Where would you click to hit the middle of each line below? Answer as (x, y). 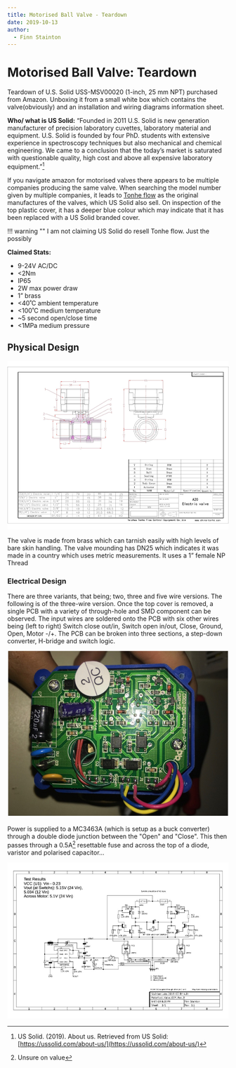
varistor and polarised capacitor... (56, 852)
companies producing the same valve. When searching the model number (114, 187)
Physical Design (43, 348)
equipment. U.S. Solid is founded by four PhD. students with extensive (109, 136)
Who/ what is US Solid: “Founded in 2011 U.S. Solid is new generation (108, 121)
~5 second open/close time (57, 318)
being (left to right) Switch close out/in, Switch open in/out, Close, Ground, (115, 626)
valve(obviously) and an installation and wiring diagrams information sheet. (116, 107)
